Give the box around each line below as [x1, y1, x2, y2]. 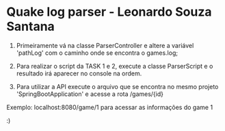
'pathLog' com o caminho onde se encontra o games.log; [16, 49, 178, 57]
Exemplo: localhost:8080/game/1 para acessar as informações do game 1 [6, 103, 213, 111]
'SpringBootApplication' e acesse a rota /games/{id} [16, 90, 164, 98]
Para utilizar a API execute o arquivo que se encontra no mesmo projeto [16, 82, 219, 91]
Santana [6, 19, 55, 34]
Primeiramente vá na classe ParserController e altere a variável [16, 41, 194, 49]
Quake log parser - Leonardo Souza [6, 4, 212, 20]
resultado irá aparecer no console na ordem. [16, 69, 142, 78]
